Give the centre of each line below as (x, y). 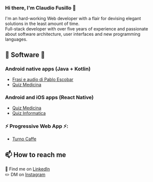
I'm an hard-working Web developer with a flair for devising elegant (73, 19)
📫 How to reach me (36, 155)
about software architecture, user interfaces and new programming (73, 34)
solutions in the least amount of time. (42, 24)
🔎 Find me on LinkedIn (28, 169)
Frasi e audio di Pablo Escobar (43, 79)
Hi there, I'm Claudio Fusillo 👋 (41, 8)
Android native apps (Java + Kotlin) (48, 69)
